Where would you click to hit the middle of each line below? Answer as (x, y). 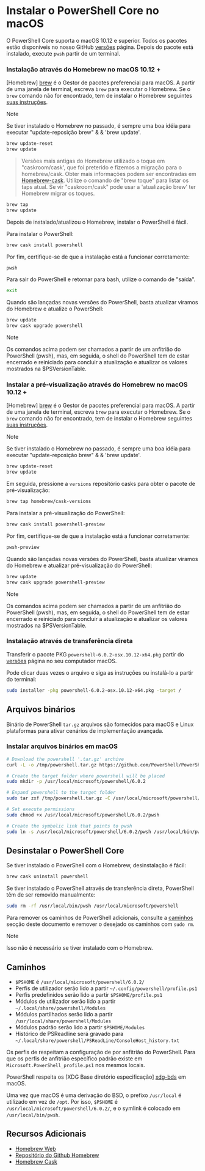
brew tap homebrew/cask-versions (49, 502)
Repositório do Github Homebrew (57, 1155)
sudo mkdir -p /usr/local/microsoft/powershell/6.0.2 (76, 782)
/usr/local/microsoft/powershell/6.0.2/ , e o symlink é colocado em (94, 1108)
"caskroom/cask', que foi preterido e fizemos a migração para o (101, 167)
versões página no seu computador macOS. (62, 661)
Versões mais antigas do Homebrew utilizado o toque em (93, 161)
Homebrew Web (35, 1148)
